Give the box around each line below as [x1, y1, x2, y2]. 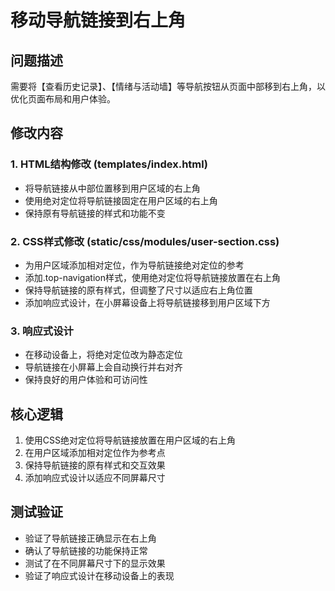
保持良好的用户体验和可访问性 [24, 374, 148, 386]
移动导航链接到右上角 [10, 9, 187, 32]
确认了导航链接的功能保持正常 [24, 544, 148, 556]
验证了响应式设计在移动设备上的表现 [24, 569, 175, 581]
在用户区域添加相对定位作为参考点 [24, 447, 166, 459]
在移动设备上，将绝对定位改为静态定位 [24, 349, 183, 361]
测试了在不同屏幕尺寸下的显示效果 [24, 557, 166, 569]
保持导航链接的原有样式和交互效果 [24, 459, 166, 471]
